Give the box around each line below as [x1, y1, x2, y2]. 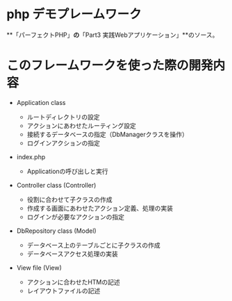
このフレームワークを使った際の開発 [6, 58, 213, 74]
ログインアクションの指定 [26, 138, 100, 147]
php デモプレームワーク [6, 6, 142, 22]
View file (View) [16, 263, 62, 272]
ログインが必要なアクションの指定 [26, 213, 124, 221]
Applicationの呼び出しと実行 [26, 167, 108, 175]
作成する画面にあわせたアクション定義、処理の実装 [26, 204, 173, 212]
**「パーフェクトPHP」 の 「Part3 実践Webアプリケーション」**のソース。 [6, 31, 219, 39]
